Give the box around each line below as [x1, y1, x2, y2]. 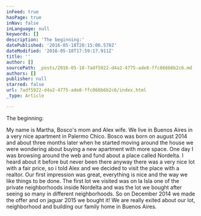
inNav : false [6, 20, 39, 26]
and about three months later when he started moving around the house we [6, 139, 194, 146]
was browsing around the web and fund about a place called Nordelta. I [6, 152, 184, 159]
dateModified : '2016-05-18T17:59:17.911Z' [6, 48, 114, 54]
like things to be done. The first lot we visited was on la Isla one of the [6, 177, 179, 184]
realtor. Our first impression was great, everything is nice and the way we [6, 171, 188, 178]
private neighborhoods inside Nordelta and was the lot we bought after [6, 184, 182, 191]
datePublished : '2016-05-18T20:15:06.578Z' [6, 43, 117, 49]
